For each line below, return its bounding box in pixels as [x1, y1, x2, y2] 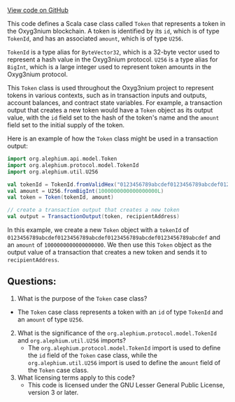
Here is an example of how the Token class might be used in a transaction [7, 134, 218, 143]
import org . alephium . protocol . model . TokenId [7, 161, 139, 168]
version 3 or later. [27, 388, 79, 396]
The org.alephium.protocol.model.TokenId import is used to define [27, 343, 221, 352]
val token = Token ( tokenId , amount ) [7, 194, 114, 201]
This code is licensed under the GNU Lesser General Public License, [27, 380, 225, 389]
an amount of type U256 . [17, 315, 84, 324]
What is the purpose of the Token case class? [17, 294, 148, 303]
